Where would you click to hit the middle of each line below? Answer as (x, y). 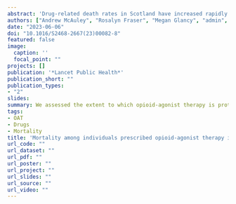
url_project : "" (31, 170)
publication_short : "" (40, 79)
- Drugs (19, 124)
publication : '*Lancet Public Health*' (66, 72)
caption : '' (31, 53)
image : (17, 46)
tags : (15, 111)
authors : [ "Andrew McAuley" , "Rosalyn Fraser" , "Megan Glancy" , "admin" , (118, 20)
